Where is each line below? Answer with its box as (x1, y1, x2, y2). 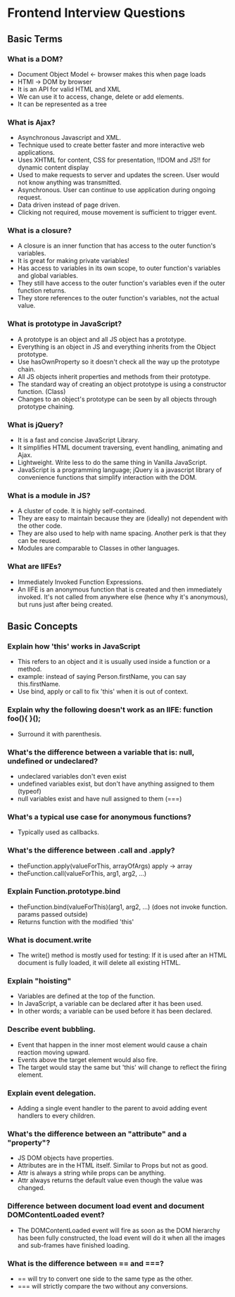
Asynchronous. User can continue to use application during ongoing (17, 186, 216, 194)
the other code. (17, 522, 63, 530)
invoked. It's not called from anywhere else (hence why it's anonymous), (17, 592, 229, 601)
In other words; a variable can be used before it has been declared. (17, 1007, 212, 1016)
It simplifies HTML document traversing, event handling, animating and (17, 443, 223, 452)
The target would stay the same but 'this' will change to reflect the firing (17, 1063, 227, 1071)
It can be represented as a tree (17, 100, 107, 108)
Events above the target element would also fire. (17, 1055, 158, 1063)
